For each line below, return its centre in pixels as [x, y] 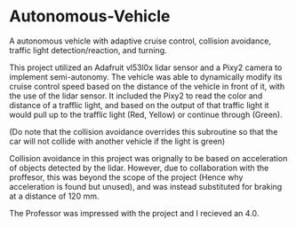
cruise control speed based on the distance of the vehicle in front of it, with [147, 86]
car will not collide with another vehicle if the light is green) [117, 141]
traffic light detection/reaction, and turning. [88, 50]
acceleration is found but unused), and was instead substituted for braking [146, 186]
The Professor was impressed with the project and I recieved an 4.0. [134, 213]
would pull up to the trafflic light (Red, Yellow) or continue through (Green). [146, 114]
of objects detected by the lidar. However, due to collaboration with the [139, 168]
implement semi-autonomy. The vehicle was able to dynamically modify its [146, 76]
